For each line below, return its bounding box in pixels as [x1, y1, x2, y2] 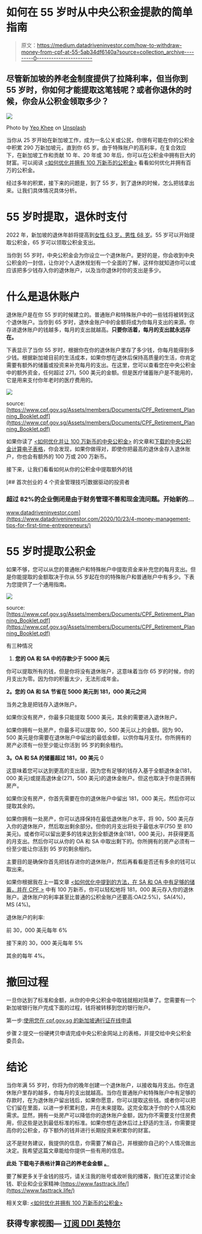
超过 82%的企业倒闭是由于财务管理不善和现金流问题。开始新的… [6, 495, 194, 503]
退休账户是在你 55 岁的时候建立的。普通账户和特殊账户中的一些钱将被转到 [6, 311, 189, 318]
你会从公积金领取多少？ [22, 96, 109, 107]
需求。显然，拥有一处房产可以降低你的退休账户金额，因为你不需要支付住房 [6, 1111, 191, 1118]
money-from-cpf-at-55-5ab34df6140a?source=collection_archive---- [20, 48, 194, 55]
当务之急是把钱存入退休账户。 [6, 701, 80, 708]
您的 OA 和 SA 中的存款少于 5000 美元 [14, 654, 110, 662]
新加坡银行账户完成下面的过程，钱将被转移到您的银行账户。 [6, 1003, 154, 1011]
